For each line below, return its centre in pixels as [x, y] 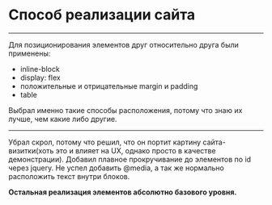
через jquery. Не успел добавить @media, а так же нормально [116, 168]
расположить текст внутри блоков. [69, 176]
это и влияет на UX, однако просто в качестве [136, 150]
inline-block [40, 69]
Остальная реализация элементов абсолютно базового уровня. [123, 192]
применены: [30, 53]
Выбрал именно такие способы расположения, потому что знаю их [125, 110]
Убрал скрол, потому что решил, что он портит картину [105, 142]
